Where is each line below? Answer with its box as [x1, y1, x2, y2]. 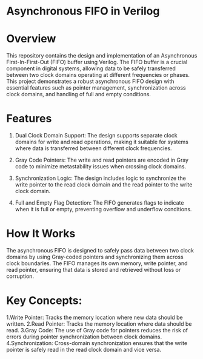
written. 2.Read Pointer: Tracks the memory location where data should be [6, 320, 192, 328]
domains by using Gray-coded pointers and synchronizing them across [6, 253, 184, 260]
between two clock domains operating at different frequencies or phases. [6, 71, 190, 79]
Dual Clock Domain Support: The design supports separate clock [15, 132, 178, 139]
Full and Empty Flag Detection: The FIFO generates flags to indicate [15, 199, 184, 206]
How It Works [6, 227, 76, 240]
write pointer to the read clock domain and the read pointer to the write [15, 181, 193, 188]
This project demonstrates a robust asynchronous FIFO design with [6, 77, 175, 85]
